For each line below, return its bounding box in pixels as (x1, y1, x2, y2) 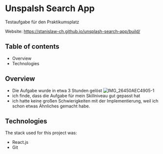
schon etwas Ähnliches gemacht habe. (12, 103, 90, 109)
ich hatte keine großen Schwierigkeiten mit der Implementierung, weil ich (12, 98, 159, 103)
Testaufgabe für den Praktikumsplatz (5, 19, 79, 25)
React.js (12, 139, 29, 145)
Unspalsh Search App (5, 3, 95, 14)
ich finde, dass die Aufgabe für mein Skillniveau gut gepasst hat (12, 93, 140, 99)
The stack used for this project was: (5, 130, 77, 136)
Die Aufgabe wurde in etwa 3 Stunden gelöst (12, 87, 102, 93)
